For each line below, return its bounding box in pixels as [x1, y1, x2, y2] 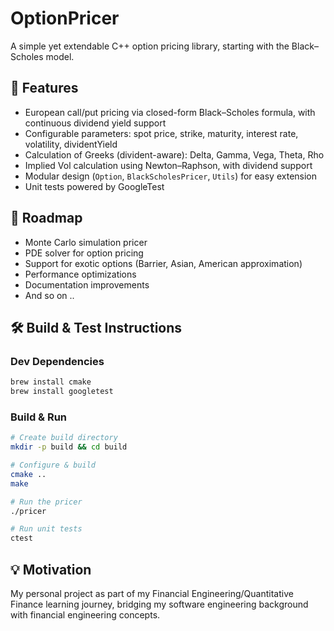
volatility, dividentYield [24, 138, 118, 150]
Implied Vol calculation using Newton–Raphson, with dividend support [24, 159, 313, 171]
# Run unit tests [10, 524, 83, 534]
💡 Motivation [10, 561, 92, 578]
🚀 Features [10, 80, 79, 97]
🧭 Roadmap [10, 210, 83, 227]
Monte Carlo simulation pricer [24, 236, 148, 248]
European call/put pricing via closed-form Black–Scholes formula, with [24, 106, 316, 118]
